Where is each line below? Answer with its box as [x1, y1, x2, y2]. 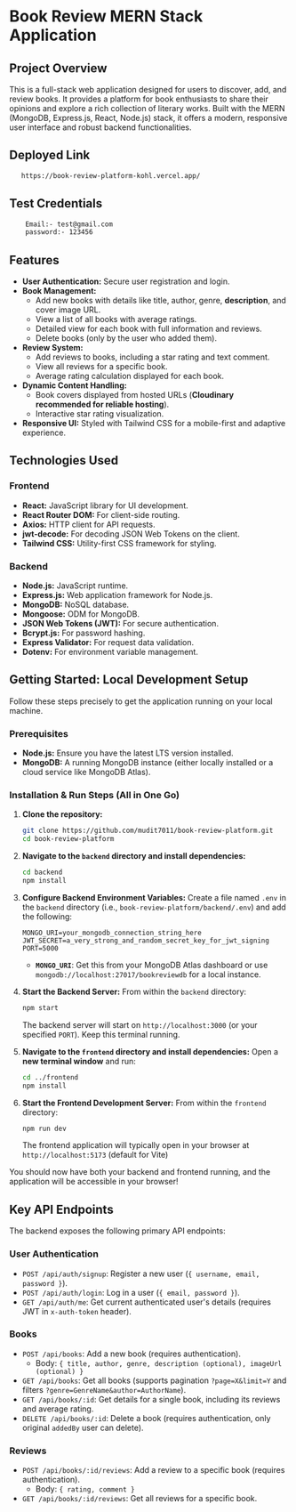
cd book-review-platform [21, 835, 115, 844]
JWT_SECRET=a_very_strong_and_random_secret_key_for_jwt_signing [21, 936, 269, 945]
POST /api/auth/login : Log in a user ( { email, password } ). [21, 1287, 240, 1298]
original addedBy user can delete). [21, 1422, 144, 1433]
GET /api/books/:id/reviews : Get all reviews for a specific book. [21, 1493, 258, 1504]
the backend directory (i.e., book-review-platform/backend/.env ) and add [21, 902, 286, 912]
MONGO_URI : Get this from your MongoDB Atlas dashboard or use [35, 959, 268, 970]
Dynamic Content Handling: [21, 380, 127, 391]
